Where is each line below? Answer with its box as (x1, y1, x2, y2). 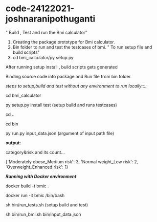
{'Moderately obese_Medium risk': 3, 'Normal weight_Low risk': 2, (5, 158, 138, 164)
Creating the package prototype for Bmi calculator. (12, 39, 115, 44)
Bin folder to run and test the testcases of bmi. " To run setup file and (12, 44, 152, 50)
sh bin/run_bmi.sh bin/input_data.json (5, 211, 81, 217)
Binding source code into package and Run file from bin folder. (5, 73, 132, 79)
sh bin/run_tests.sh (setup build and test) (5, 201, 89, 208)
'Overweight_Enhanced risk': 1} (5, 164, 68, 170)
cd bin (5, 121, 19, 127)
